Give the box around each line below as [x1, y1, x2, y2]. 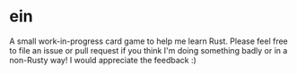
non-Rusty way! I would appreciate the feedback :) [9, 54, 197, 65]
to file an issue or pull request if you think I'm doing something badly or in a [9, 45, 288, 55]
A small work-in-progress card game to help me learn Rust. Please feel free [9, 36, 289, 46]
